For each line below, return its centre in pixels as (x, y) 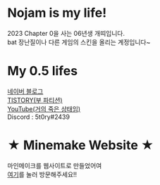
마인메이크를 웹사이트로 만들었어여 (55, 165)
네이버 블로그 (25, 91)
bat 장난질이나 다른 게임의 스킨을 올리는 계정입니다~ (79, 42)
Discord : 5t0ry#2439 (39, 117)
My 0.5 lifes (43, 71)
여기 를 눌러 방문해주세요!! (42, 174)
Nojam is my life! (57, 13)
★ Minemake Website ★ (81, 145)
